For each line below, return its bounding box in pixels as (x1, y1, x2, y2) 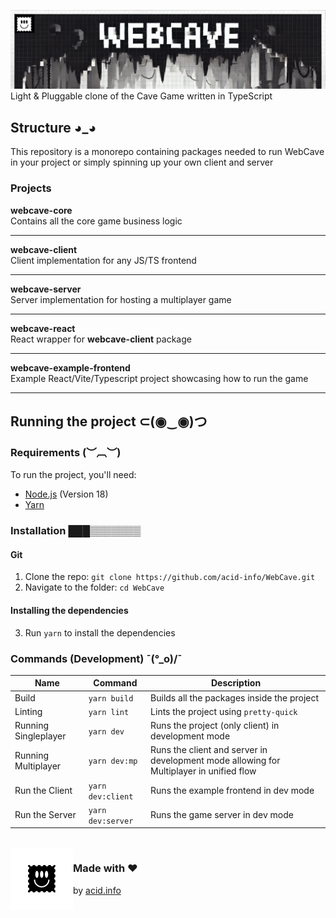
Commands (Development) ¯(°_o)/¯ (10, 651, 183, 665)
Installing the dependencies (10, 605, 129, 616)
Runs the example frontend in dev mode (150, 785, 315, 797)
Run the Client (14, 785, 73, 797)
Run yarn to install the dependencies (24, 626, 176, 639)
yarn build (88, 693, 134, 704)
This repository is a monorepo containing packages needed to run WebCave (10, 146, 325, 158)
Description (210, 677, 262, 689)
